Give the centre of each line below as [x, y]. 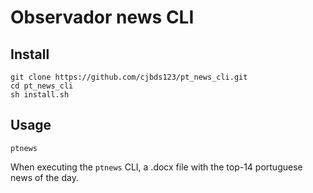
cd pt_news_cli [42, 86]
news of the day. [44, 177]
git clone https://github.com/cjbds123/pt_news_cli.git [129, 77]
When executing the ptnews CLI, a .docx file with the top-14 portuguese [156, 167]
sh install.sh [40, 95]
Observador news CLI [102, 17]
